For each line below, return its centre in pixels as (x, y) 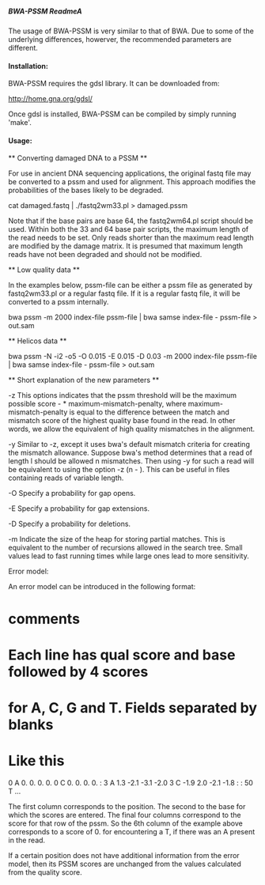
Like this (36, 761)
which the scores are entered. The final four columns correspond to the (125, 815)
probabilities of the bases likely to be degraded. (86, 191)
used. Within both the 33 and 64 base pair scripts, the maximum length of (129, 229)
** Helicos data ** (38, 341)
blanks (31, 724)
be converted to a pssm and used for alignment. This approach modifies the (132, 182)
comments (44, 619)
